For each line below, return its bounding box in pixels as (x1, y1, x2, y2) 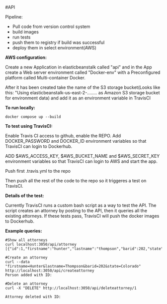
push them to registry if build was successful (12, 39, 105, 45)
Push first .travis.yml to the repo (5, 168, 71, 174)
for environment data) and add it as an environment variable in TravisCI (5, 95, 151, 101)
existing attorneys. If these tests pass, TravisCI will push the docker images (5, 213, 160, 219)
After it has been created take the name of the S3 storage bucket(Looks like (5, 84, 161, 90)
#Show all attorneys (5, 238, 48, 243)
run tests (12, 34, 31, 40)
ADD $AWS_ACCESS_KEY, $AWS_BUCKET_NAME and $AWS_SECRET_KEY (5, 153, 160, 159)
